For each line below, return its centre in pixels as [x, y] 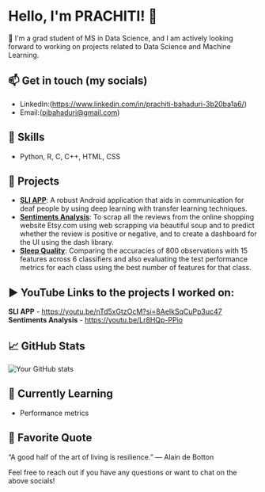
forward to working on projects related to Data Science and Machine [119, 46]
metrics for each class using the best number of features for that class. [135, 268]
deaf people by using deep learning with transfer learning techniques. [133, 208]
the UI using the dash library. [66, 242]
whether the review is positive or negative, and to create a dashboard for [138, 234]
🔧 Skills [26, 137]
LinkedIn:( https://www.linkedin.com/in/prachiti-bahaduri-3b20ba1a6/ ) [133, 104]
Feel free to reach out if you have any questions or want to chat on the [123, 472]
